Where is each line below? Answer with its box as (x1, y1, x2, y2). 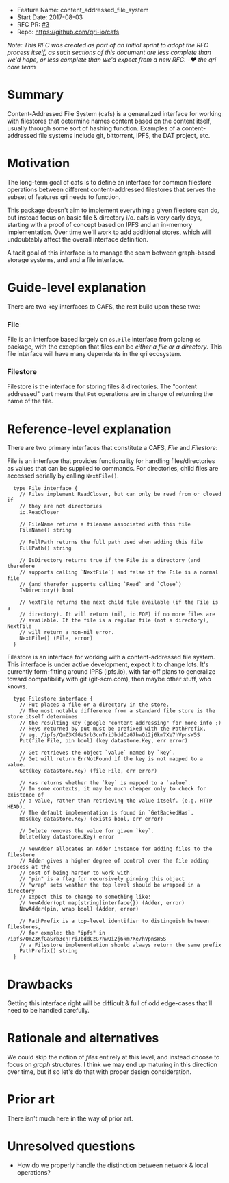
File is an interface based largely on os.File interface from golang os (7, 336, 202, 344)
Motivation (7, 156, 70, 171)
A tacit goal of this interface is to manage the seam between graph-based (7, 248, 215, 257)
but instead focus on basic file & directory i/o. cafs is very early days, (7, 213, 202, 222)
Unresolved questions (7, 1138, 135, 1154)
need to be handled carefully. (7, 1007, 90, 1015)
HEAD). (7, 804, 26, 810)
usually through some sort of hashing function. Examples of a (7, 124, 180, 132)
